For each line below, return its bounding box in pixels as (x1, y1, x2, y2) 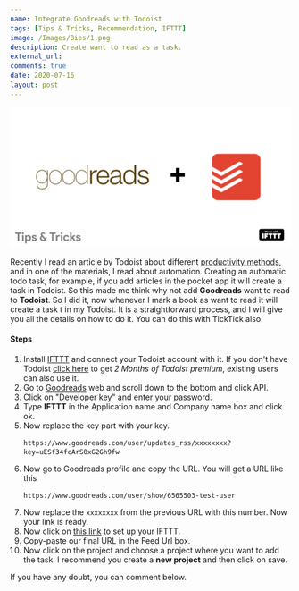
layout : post (10, 80, 59, 89)
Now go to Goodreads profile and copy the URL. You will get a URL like (22, 463, 284, 474)
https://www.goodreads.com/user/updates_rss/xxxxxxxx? (22, 438, 232, 447)
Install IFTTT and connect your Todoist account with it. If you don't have (22, 353, 288, 364)
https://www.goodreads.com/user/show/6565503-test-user (22, 491, 236, 500)
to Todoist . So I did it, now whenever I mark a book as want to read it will (10, 294, 278, 305)
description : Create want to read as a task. (10, 43, 182, 52)
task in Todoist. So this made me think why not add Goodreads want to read (10, 284, 291, 295)
